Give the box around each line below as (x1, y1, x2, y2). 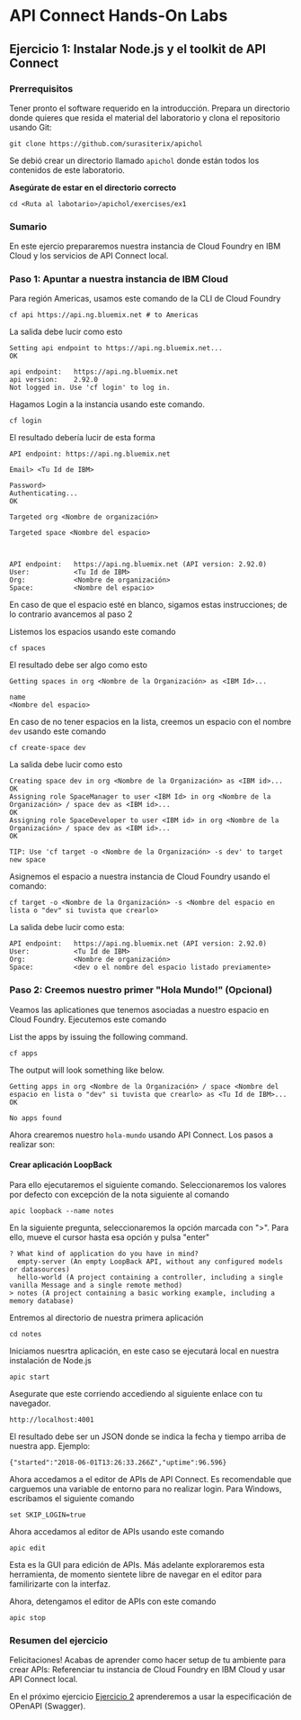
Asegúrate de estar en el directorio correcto (9, 182, 177, 193)
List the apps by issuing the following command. (9, 1031, 189, 1042)
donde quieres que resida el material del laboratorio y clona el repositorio (9, 112, 280, 122)
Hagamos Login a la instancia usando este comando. (9, 399, 205, 410)
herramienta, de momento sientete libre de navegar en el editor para (9, 1569, 262, 1580)
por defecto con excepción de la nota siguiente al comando (9, 1189, 230, 1199)
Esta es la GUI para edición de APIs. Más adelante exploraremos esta (9, 1559, 265, 1570)
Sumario (9, 220, 48, 232)
